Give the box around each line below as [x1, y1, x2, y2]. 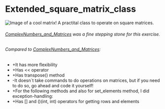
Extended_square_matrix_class [5, 3, 136, 15]
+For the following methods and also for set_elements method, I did [12, 88, 149, 94]
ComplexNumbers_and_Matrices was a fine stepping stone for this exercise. [5, 31, 160, 37]
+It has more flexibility [12, 62, 58, 68]
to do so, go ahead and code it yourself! [12, 82, 94, 88]
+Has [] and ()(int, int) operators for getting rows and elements [12, 98, 139, 104]
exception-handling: [12, 93, 53, 99]
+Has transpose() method [12, 72, 65, 78]
